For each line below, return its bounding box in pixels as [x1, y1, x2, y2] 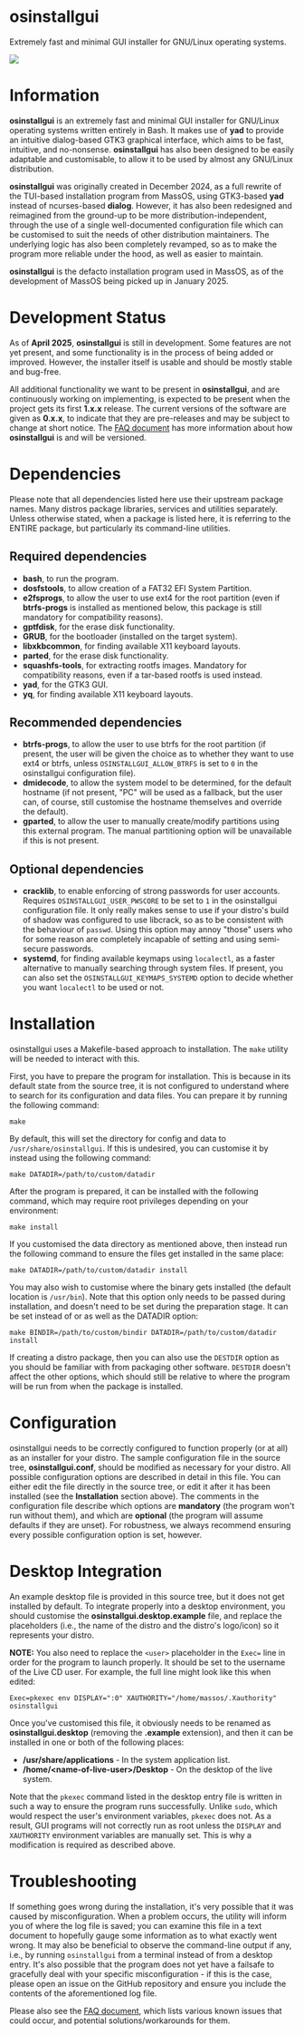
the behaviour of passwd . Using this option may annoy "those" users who [22, 924, 293, 935]
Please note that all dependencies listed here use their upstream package [9, 493, 283, 504]
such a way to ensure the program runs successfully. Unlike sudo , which [9, 1801, 278, 1811]
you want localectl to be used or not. [22, 982, 165, 993]
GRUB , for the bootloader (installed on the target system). [22, 630, 238, 641]
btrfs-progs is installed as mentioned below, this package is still [22, 601, 262, 613]
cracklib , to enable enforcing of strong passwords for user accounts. [22, 886, 280, 897]
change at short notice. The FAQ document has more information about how [9, 422, 293, 433]
